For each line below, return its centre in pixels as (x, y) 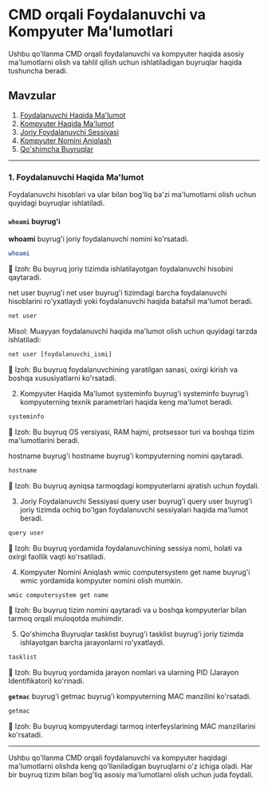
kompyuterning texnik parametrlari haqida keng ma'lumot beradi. (126, 401)
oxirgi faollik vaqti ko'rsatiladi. (57, 556)
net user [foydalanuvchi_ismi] (60, 354)
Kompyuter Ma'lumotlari (91, 32)
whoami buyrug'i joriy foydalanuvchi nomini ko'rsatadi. (99, 239)
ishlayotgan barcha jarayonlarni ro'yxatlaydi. (92, 643)
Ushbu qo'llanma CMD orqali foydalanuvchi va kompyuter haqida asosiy (126, 53)
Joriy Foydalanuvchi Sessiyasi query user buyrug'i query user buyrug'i (136, 501)
